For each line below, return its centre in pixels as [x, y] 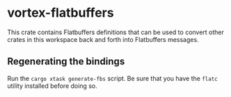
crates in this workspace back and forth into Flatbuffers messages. [103, 39]
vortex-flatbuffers [61, 13]
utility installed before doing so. [52, 86]
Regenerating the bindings [66, 62]
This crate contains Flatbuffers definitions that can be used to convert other [116, 32]
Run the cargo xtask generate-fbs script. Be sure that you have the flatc [112, 78]
